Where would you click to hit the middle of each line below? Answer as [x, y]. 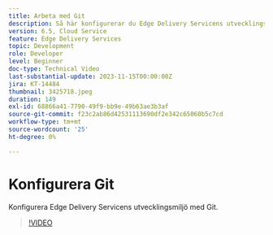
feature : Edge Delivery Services [65, 39]
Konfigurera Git [61, 184]
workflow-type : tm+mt [45, 122]
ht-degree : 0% [32, 137]
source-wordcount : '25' [49, 129]
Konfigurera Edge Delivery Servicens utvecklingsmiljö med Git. [113, 207]
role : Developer [36, 54]
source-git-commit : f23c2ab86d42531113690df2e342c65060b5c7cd [116, 115]
